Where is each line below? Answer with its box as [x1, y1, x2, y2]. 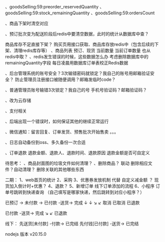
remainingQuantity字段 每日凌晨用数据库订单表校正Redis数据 [5, 60, 129, 66]
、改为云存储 [5, 98, 31, 103]
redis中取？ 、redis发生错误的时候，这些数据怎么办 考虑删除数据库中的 [5, 54, 149, 60]
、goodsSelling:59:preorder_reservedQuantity [5, 4, 99, 9]
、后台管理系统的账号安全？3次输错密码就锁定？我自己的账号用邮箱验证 [5, 70, 150, 76]
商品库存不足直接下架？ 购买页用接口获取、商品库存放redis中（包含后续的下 [5, 41, 159, 47]
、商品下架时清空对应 [5, 21, 48, 26]
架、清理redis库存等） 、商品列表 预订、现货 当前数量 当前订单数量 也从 [5, 48, 151, 53]
